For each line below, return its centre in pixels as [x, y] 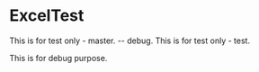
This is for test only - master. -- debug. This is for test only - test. [129, 40]
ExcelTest [47, 16]
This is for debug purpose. [58, 58]
